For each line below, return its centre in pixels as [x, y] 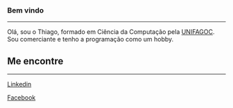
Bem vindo [26, 10]
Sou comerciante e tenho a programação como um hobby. [90, 39]
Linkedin [19, 84]
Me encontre [35, 61]
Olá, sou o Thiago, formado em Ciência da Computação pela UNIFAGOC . [111, 32]
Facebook [21, 98]
